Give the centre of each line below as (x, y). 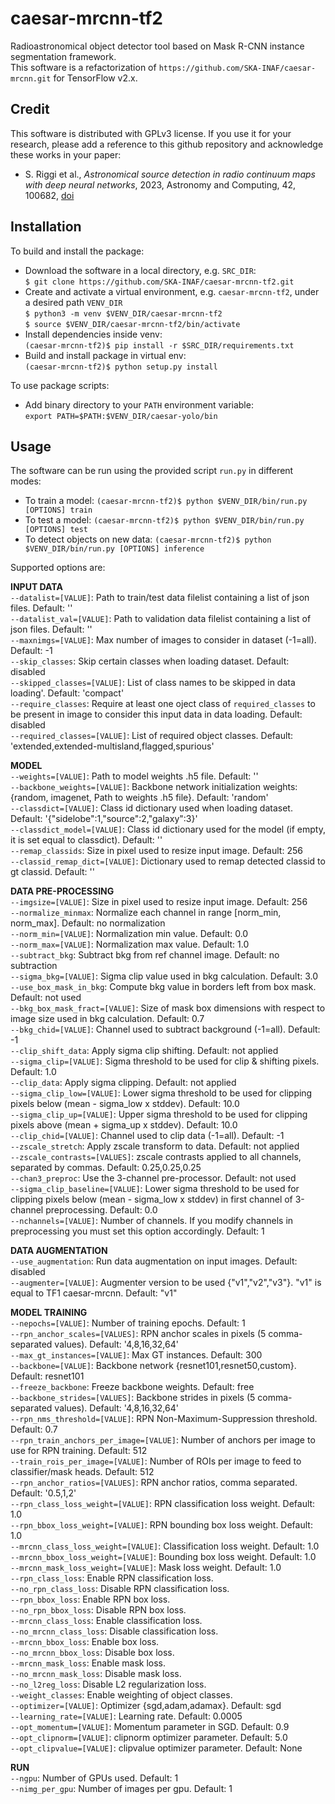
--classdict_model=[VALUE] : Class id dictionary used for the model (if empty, (168, 829)
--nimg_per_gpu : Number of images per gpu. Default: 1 (121, 1789)
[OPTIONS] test (56, 530)
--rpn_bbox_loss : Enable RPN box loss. (90, 1599)
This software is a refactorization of (83, 67)
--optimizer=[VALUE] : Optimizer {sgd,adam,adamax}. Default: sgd (146, 1706)
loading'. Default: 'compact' (67, 693)
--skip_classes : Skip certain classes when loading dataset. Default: (150, 661)
